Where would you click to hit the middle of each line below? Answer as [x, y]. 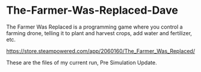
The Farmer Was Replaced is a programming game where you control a [94, 27]
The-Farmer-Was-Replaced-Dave [92, 10]
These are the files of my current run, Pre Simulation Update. [82, 62]
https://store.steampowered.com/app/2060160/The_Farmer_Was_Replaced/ [101, 51]
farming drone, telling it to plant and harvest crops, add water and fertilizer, [99, 33]
